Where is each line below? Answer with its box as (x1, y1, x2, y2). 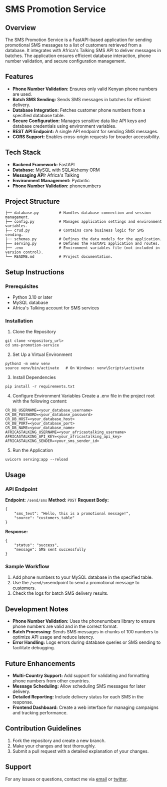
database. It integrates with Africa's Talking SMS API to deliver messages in (5, 48, 161, 53)
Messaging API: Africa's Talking (12, 172, 79, 178)
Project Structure (5, 197, 60, 206)
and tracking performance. (12, 710, 68, 716)
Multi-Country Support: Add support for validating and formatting (12, 672, 149, 679)
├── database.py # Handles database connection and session (5, 210, 151, 216)
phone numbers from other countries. (12, 678, 90, 684)
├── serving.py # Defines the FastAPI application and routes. (5, 241, 160, 246)
